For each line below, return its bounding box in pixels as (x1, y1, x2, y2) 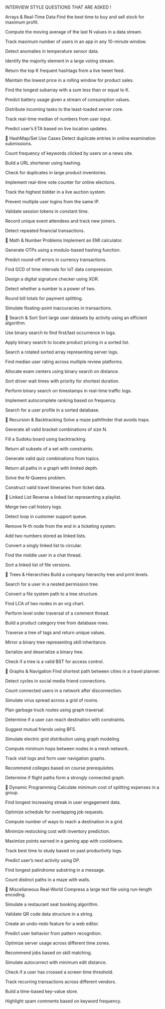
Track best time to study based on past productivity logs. (5, 848, 123, 853)
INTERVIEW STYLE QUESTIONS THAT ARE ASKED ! (5, 4, 111, 10)
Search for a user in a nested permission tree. (5, 581, 99, 587)
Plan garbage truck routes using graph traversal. (5, 707, 105, 713)
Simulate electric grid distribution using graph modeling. (5, 736, 121, 742)
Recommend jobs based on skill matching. (5, 950, 92, 956)
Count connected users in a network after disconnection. (5, 687, 123, 693)
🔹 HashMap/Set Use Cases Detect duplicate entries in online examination (5, 135, 156, 141)
